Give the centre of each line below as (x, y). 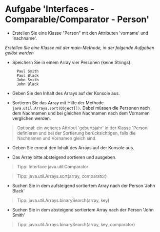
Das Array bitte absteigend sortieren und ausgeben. (64, 157)
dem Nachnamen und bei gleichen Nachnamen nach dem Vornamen (81, 113)
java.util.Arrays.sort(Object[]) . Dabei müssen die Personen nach (81, 108)
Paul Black (28, 75)
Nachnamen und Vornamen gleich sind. (57, 138)
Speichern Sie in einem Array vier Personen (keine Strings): (72, 62)
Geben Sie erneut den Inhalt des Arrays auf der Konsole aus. (73, 147)
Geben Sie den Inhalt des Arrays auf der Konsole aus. (66, 93)
